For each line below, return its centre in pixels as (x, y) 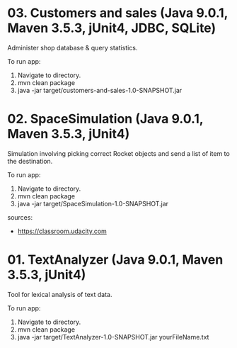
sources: (20, 217)
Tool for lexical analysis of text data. (60, 294)
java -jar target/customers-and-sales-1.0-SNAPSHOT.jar (100, 90)
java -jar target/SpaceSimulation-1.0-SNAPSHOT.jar (93, 203)
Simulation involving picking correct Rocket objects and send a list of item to (118, 153)
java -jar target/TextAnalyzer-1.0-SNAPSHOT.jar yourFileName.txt (113, 337)
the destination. (30, 161)
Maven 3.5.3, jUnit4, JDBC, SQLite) (112, 28)
